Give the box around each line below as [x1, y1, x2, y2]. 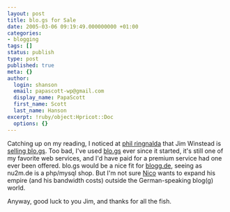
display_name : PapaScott [13, 95, 86, 101]
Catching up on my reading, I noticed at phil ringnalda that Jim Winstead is [7, 139, 222, 147]
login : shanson [13, 81, 58, 88]
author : [7, 74, 30, 82]
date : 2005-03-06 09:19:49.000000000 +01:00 [7, 23, 139, 30]
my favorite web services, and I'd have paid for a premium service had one [7, 154, 222, 162]
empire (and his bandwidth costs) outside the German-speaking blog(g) [7, 176, 214, 184]
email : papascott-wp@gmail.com [13, 88, 105, 95]
